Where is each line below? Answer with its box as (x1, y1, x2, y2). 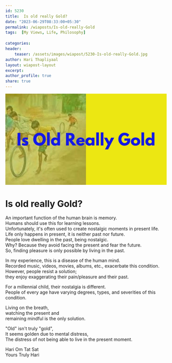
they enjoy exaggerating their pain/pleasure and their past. (5, 274, 129, 280)
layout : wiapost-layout (5, 62, 56, 68)
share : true (5, 79, 31, 84)
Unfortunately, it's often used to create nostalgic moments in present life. (5, 226, 160, 232)
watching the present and (5, 310, 59, 316)
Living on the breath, (5, 304, 49, 311)
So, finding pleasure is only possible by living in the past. (5, 247, 125, 254)
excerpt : (5, 68, 24, 73)
